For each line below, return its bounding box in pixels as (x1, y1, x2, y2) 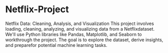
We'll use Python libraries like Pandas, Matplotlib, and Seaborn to (5, 31, 142, 37)
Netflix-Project (5, 4, 69, 15)
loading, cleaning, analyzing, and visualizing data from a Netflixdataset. (5, 25, 155, 32)
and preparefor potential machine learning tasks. (5, 42, 108, 48)
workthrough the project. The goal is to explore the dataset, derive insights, (5, 37, 163, 43)
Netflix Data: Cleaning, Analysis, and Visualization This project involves (5, 20, 154, 26)
